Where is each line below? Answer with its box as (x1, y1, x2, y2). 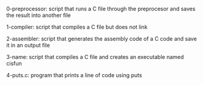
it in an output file (6, 42, 50, 49)
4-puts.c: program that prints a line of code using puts (6, 72, 142, 78)
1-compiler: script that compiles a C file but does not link (6, 24, 148, 30)
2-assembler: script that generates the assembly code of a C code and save (6, 35, 198, 42)
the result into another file (6, 12, 71, 19)
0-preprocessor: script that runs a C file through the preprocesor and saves (6, 5, 196, 12)
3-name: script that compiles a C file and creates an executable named (6, 53, 184, 60)
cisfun (6, 60, 22, 67)
